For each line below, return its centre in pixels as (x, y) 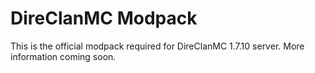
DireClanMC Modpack (104, 18)
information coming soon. (63, 56)
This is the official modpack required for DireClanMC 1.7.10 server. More (157, 46)
